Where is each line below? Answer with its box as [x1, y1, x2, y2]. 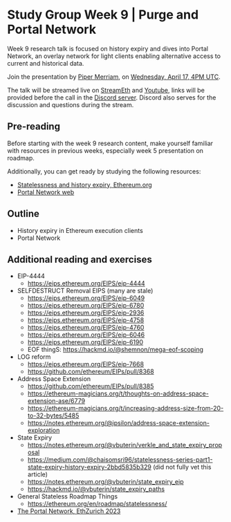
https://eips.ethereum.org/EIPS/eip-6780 [27, 301, 145, 310]
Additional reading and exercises [7, 253, 152, 265]
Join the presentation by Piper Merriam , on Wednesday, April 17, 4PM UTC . [7, 73, 221, 81]
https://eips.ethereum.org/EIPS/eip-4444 [27, 279, 145, 288]
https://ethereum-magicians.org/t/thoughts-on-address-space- [27, 389, 209, 398]
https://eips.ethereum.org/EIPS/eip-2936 [27, 308, 145, 317]
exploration [27, 426, 60, 435]
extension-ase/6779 [27, 397, 85, 405]
